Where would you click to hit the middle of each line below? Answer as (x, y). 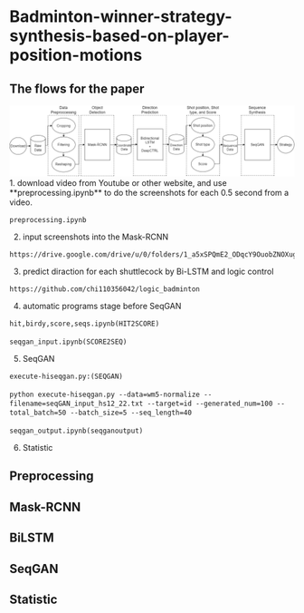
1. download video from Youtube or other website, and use (119, 183)
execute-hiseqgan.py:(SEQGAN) (66, 377)
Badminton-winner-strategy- (121, 17)
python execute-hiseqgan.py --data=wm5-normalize (105, 395)
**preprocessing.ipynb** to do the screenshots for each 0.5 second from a (149, 193)
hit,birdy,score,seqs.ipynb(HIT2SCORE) (85, 324)
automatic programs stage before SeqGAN (102, 306)
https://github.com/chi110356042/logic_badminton (105, 289)
